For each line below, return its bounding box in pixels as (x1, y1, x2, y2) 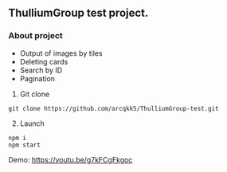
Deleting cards (19, 57, 68, 66)
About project (8, 30, 64, 41)
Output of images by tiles (19, 48, 103, 58)
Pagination (19, 73, 56, 83)
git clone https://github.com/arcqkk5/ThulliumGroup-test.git (8, 104, 219, 112)
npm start (8, 141, 41, 149)
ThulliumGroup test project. (8, 6, 149, 20)
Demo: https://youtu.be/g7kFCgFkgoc (8, 154, 133, 164)
